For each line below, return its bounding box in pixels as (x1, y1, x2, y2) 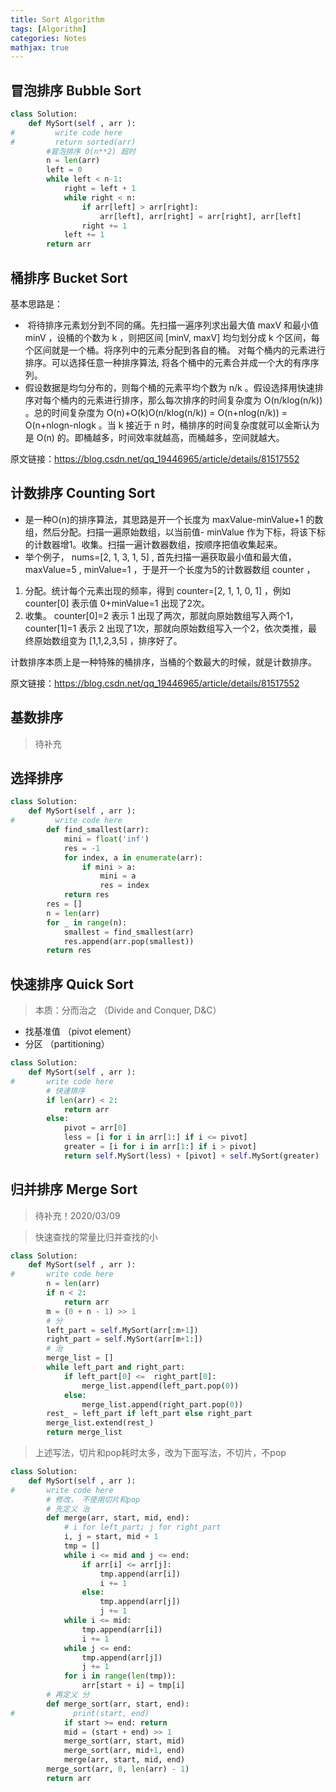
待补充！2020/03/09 (34, 1209, 121, 1221)
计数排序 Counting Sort (10, 485, 156, 502)
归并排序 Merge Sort (10, 1181, 138, 1198)
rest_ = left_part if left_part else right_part (46, 1409, 253, 1419)
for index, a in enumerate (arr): (63, 852, 203, 863)
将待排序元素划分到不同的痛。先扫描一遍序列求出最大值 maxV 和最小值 (27, 319, 320, 331)
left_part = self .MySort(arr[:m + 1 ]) (46, 1325, 199, 1335)
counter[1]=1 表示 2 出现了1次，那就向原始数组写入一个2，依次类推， (24, 622, 309, 634)
